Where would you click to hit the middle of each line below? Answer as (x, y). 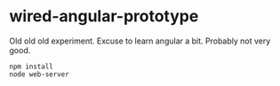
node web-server (39, 74)
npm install (31, 66)
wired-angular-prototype (104, 16)
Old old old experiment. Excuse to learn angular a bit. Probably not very (140, 41)
